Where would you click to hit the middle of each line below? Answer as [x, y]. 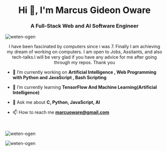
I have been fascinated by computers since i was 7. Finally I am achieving [85, 47]
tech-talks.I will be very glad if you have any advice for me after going [85, 57]
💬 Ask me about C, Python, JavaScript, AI [56, 102]
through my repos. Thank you [85, 63]
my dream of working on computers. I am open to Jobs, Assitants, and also [85, 52]
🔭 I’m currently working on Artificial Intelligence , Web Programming [85, 72]
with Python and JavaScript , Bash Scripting [59, 78]
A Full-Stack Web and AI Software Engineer [85, 26]
